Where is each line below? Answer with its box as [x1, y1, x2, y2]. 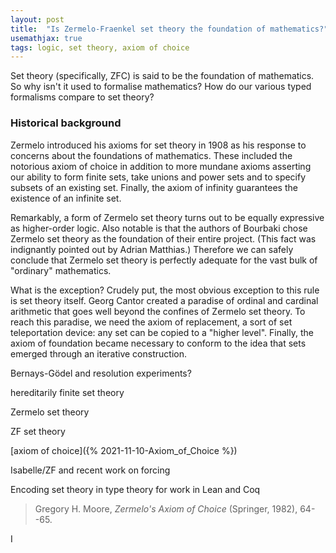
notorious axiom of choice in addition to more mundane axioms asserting [10, 160, 312, 172]
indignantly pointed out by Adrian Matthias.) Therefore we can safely [10, 243, 294, 255]
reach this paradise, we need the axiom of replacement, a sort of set [10, 316, 293, 328]
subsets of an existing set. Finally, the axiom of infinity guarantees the [10, 181, 298, 193]
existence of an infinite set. [10, 192, 122, 204]
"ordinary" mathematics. [10, 264, 112, 276]
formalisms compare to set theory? [10, 91, 155, 103]
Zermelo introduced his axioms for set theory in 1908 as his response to [10, 139, 307, 151]
